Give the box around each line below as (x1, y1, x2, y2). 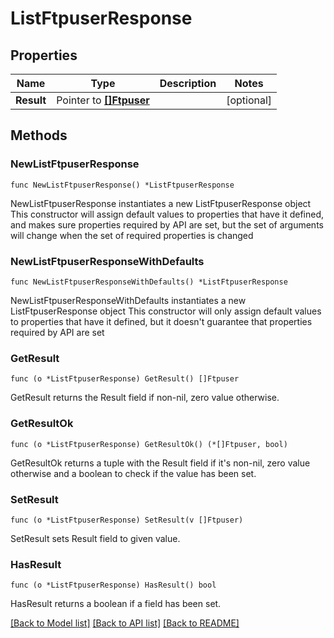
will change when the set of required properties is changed (10, 229, 254, 241)
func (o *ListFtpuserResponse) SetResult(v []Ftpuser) (10, 515, 244, 525)
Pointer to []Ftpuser (56, 93, 150, 107)
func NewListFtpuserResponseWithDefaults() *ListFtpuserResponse (10, 277, 288, 287)
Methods (10, 127, 68, 144)
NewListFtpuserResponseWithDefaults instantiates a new (10, 294, 247, 306)
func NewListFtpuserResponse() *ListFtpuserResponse (10, 180, 235, 190)
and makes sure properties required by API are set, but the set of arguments (10, 218, 324, 231)
